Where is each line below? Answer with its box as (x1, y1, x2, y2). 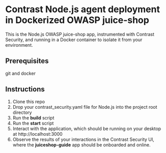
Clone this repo (12, 98, 45, 105)
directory (12, 109, 32, 115)
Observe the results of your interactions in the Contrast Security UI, (12, 136, 154, 142)
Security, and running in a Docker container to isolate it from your (5, 37, 143, 43)
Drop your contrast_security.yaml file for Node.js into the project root (12, 104, 157, 110)
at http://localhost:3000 (12, 131, 63, 137)
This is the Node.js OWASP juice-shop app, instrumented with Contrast (5, 31, 154, 37)
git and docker (5, 70, 36, 76)
